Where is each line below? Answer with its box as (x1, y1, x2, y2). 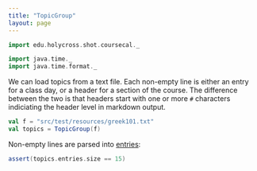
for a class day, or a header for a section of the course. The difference (8, 85, 238, 95)
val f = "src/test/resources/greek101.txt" (8, 118, 155, 126)
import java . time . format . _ (8, 63, 98, 71)
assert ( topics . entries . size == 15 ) (8, 154, 126, 163)
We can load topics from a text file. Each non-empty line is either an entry (8, 77, 249, 87)
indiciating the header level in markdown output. (8, 103, 167, 112)
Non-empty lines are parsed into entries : (8, 139, 141, 149)
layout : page (8, 19, 52, 27)
